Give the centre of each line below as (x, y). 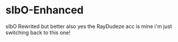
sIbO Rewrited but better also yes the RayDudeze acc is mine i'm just (89, 26)
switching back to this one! (38, 32)
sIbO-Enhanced (45, 10)
